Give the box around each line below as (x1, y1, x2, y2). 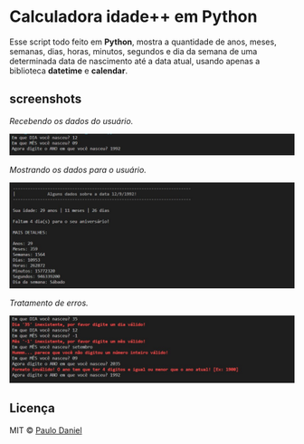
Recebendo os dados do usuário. (9, 115, 134, 126)
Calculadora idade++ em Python (9, 6, 258, 27)
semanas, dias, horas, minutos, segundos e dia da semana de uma (9, 45, 258, 56)
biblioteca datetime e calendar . (9, 65, 128, 76)
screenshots (9, 92, 82, 107)
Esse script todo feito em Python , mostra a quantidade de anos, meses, (9, 36, 278, 47)
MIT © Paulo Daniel (9, 424, 83, 436)
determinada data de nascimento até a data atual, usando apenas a (9, 55, 261, 66)
